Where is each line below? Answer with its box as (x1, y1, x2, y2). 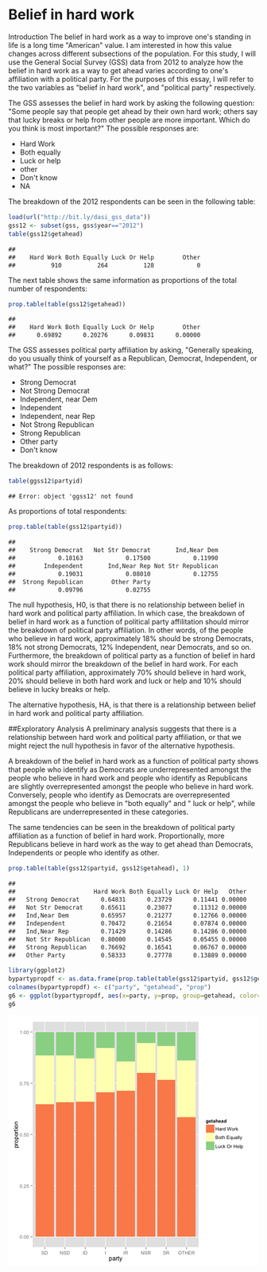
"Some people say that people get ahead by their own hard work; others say (8, 106, 258, 116)
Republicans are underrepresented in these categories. (8, 807, 189, 817)
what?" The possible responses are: (8, 362, 126, 372)
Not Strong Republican (19, 420, 95, 429)
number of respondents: (8, 284, 87, 293)
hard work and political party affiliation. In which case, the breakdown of (8, 609, 245, 618)
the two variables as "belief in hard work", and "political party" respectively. (8, 82, 257, 92)
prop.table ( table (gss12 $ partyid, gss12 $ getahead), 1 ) (8, 864, 191, 873)
